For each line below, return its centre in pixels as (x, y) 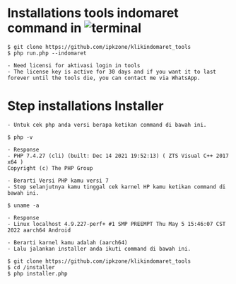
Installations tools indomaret (93, 13)
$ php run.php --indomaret (47, 53)
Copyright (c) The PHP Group (50, 168)
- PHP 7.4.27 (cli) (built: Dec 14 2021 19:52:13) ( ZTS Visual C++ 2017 (118, 156)
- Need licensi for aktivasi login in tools (74, 65)
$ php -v (20, 137)
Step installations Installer (85, 106)
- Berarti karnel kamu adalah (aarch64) (68, 242)
